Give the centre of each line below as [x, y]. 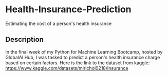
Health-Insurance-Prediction [69, 9]
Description [24, 40]
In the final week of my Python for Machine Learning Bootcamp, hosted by [84, 52]
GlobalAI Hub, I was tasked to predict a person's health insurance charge [83, 57]
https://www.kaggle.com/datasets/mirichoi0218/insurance [67, 68]
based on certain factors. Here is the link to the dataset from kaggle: [78, 63]
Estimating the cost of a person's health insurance [59, 23]
